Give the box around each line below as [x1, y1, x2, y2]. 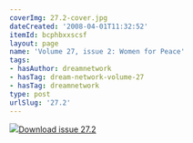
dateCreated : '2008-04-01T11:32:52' [9, 22, 148, 31]
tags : [9, 56, 30, 65]
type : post [9, 89, 51, 98]
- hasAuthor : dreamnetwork [9, 65, 112, 74]
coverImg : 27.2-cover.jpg [9, 13, 107, 23]
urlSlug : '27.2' [9, 97, 71, 107]
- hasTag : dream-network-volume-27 [9, 73, 145, 82]
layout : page [9, 38, 59, 48]
